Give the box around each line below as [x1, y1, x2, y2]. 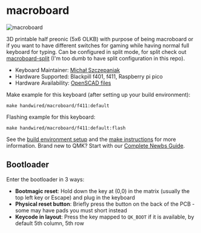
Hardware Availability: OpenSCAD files [15, 79, 111, 87]
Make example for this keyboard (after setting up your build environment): [6, 91, 191, 98]
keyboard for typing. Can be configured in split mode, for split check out [6, 48, 186, 55]
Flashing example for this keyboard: [6, 113, 96, 120]
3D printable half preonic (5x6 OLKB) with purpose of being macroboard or [6, 35, 194, 42]
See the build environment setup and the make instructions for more [6, 136, 177, 143]
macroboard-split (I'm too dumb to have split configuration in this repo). [6, 54, 185, 62]
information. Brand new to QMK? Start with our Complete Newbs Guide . [6, 142, 185, 149]
